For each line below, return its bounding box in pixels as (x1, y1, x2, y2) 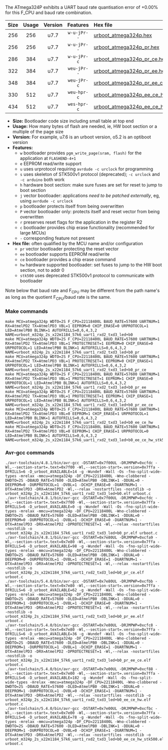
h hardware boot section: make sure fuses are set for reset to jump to (19, 182, 162, 187)
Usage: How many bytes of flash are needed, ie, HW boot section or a (12, 123, 157, 129)
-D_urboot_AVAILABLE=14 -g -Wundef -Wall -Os (27, 469, 124, 474)
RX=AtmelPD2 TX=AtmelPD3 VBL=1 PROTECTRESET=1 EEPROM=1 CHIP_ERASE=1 (5, 394, 153, 399)
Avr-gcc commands (5, 449, 54, 456)
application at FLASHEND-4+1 (19, 155, 76, 161)
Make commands (5, 308, 48, 315)
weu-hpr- (67, 90, 88, 95)
